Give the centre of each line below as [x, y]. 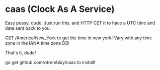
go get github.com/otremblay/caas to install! [50, 62]
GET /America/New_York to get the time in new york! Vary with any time [79, 38]
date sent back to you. [28, 28]
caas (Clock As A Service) [60, 9]
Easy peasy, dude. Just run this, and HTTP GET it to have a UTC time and [80, 23]
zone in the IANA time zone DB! [37, 43]
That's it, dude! [21, 53]
